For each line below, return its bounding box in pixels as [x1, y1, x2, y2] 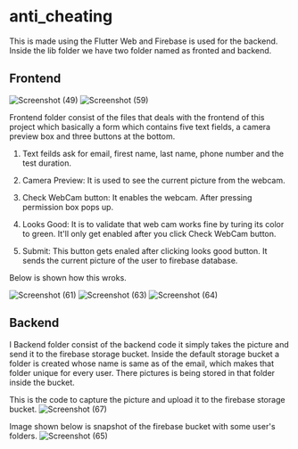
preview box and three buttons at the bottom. [9, 131, 176, 142]
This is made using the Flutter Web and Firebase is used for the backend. [9, 36, 278, 46]
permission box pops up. [21, 201, 114, 212]
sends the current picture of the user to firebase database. [21, 255, 238, 265]
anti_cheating [9, 6, 113, 27]
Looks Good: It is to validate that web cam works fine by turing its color [21, 218, 285, 229]
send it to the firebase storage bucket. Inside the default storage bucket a [9, 348, 279, 359]
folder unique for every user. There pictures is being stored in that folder [9, 367, 275, 378]
